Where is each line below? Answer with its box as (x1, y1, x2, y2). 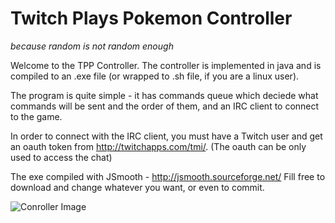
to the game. (10, 110, 63, 122)
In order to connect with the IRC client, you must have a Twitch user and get (10, 130, 323, 142)
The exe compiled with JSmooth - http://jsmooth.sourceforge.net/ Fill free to (10, 170, 326, 182)
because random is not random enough (10, 40, 174, 52)
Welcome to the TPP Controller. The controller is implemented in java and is (10, 59, 322, 71)
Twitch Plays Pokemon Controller (10, 7, 293, 30)
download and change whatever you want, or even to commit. (10, 181, 265, 193)
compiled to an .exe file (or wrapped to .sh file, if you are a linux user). (10, 70, 300, 82)
